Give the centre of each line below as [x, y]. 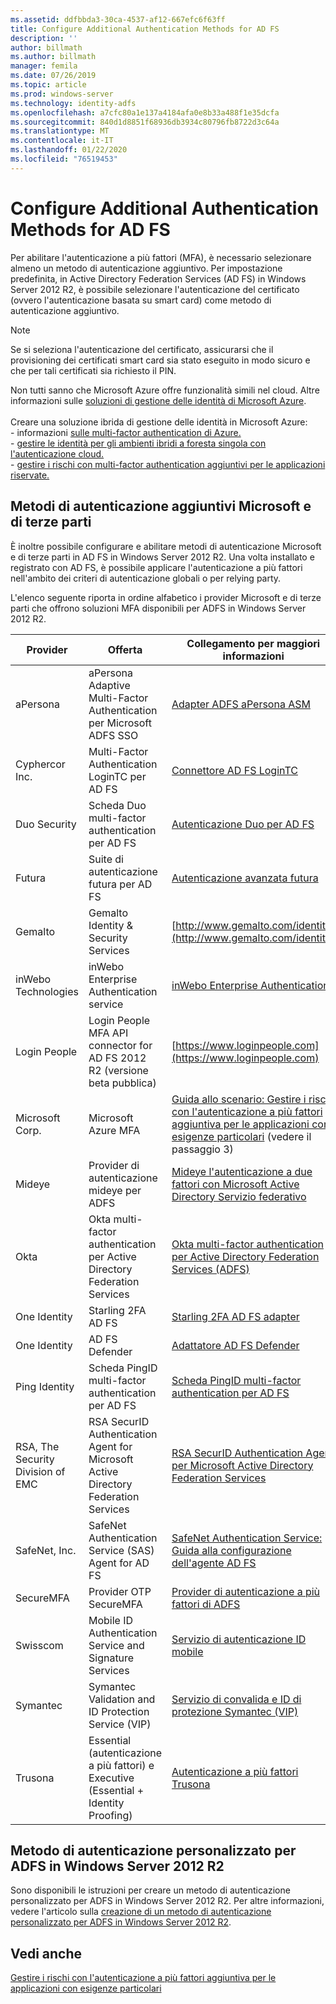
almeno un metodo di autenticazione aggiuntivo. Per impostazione [146, 268]
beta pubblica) [122, 1083]
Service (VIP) [120, 1724]
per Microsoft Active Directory [242, 1465]
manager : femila [44, 66]
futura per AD [120, 884]
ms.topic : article [48, 85]
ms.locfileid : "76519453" [64, 159]
